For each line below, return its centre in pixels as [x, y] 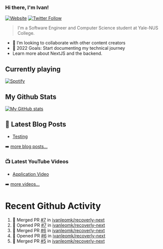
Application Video [31, 174]
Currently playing [33, 69]
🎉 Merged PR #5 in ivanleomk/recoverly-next [59, 241]
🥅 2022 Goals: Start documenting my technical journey [69, 48]
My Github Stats [31, 97]
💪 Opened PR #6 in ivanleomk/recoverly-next [59, 236]
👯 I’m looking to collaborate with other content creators [69, 43]
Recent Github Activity [53, 206]
